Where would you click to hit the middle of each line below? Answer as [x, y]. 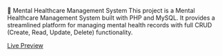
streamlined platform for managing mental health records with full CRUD [110, 25]
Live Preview [25, 45]
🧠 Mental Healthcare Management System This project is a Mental [101, 11]
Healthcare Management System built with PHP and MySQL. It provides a [111, 18]
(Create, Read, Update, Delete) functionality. [70, 32]
